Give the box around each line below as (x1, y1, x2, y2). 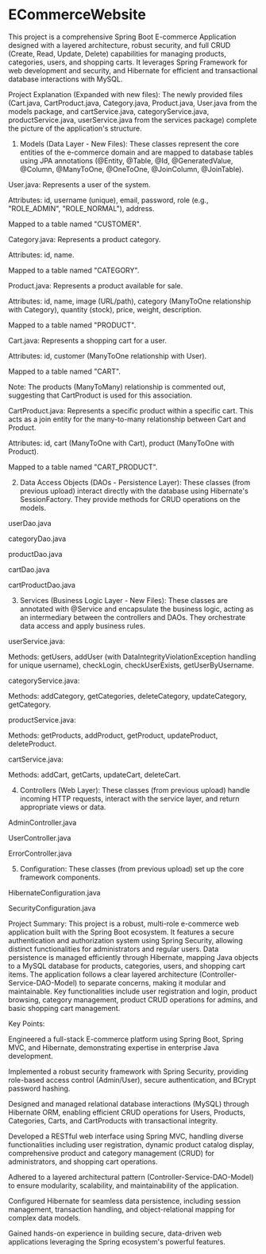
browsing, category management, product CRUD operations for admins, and (8, 994, 258, 1005)
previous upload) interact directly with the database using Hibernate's (19, 486, 249, 496)
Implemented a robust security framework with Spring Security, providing (8, 1066, 249, 1076)
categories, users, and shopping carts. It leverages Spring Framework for (8, 57, 248, 67)
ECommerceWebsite (8, 6, 147, 24)
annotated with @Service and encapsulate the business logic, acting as (19, 604, 254, 613)
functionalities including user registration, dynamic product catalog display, (8, 1139, 255, 1149)
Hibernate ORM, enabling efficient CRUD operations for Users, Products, (8, 1107, 246, 1117)
